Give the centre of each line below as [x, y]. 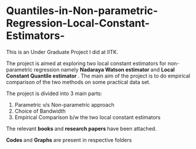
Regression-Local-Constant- [78, 23]
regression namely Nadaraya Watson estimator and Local [104, 69]
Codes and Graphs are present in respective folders [69, 140]
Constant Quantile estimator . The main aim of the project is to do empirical [98, 76]
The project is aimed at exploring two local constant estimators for [86, 63]
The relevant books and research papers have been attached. [81, 128]
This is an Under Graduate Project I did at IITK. [62, 52]
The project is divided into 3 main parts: [54, 93]
